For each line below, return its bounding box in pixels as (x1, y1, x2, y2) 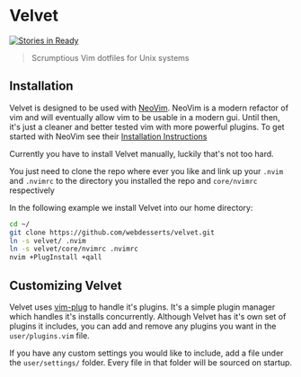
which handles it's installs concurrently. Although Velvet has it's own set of (9, 311, 287, 321)
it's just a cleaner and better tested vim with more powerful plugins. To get (9, 121, 285, 132)
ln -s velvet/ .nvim (9, 236, 87, 245)
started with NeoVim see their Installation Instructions (9, 131, 208, 142)
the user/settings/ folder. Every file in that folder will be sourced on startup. (9, 356, 293, 368)
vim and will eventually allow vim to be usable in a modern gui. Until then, (9, 111, 280, 122)
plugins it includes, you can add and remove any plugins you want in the (9, 320, 277, 331)
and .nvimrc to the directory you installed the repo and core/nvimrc (9, 175, 258, 186)
